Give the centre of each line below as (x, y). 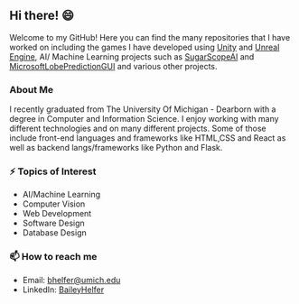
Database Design (55, 233)
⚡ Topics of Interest (53, 171)
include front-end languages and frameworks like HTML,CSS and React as (148, 138)
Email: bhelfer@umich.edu (71, 280)
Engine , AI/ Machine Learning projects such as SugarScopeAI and (132, 56)
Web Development (57, 214)
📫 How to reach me (53, 257)
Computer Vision (54, 204)
